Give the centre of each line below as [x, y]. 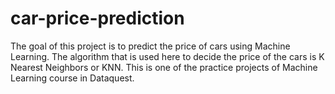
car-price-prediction [97, 18]
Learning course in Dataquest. [72, 78]
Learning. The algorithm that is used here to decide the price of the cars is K [167, 56]
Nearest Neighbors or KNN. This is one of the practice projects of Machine [164, 67]
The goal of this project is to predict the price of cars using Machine [150, 46]
